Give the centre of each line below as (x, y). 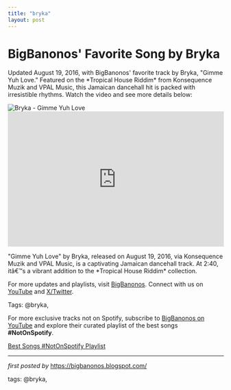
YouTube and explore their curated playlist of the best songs (93, 325)
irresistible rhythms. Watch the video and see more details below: (100, 95)
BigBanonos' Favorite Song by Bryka (114, 54)
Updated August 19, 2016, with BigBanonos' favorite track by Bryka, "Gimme (115, 73)
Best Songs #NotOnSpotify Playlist (57, 346)
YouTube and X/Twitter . (41, 292)
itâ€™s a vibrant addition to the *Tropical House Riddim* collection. (102, 271)
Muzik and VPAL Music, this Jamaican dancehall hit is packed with (102, 87)
